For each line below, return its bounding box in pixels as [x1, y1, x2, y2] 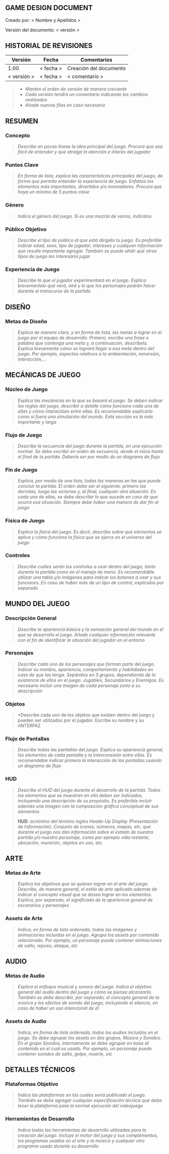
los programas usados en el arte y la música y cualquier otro [17, 1137, 145, 1143]
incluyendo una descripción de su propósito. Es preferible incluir [17, 797, 152, 804]
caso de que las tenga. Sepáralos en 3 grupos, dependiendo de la [17, 672, 156, 678]
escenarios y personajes [17, 902, 69, 909]
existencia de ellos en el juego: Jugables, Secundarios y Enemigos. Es [17, 677, 164, 683]
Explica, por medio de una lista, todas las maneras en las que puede [17, 478, 161, 484]
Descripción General [5, 615, 57, 622]
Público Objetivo [5, 226, 47, 233]
